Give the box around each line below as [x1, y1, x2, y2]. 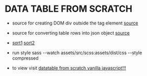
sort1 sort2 [12, 39, 35, 46]
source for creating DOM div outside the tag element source [12, 20, 138, 26]
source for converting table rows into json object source [12, 30, 130, 36]
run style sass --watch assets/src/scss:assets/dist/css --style [12, 49, 142, 56]
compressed [12, 55, 39, 61]
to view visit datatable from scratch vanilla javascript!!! [12, 65, 127, 71]
